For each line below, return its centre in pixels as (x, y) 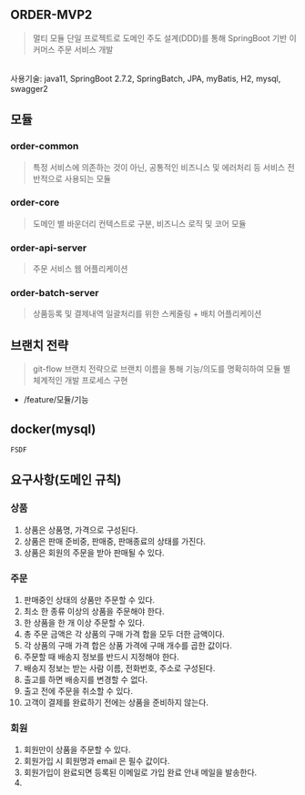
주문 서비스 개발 (85, 49)
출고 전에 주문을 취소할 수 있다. (78, 691)
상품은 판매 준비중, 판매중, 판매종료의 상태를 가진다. (114, 541)
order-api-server (49, 248)
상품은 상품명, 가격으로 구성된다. (81, 530)
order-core (35, 202)
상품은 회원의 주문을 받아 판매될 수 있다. (94, 552)
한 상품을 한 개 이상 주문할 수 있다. (84, 622)
